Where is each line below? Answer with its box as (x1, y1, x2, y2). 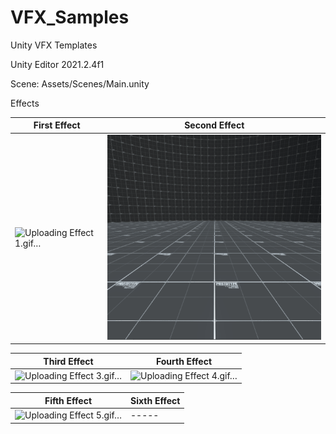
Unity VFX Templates (10, 39, 98, 51)
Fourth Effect (155, 355, 213, 367)
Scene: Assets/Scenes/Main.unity (10, 77, 150, 90)
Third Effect (43, 355, 94, 367)
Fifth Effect (44, 394, 93, 406)
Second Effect (184, 119, 245, 131)
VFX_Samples (10, 6, 130, 29)
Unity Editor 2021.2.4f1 (10, 58, 105, 70)
